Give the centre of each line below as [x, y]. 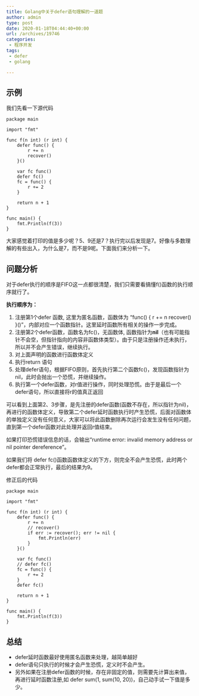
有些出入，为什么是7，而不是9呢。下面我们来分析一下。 [85, 248]
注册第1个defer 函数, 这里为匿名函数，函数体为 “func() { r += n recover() [103, 318]
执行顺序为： [22, 304]
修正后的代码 [22, 480]
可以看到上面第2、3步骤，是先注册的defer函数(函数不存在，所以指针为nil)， [99, 405]
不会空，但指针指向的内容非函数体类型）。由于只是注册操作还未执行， [105, 340]
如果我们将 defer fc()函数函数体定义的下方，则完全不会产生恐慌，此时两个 [97, 460]
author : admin [24, 17]
